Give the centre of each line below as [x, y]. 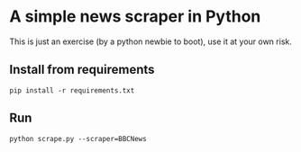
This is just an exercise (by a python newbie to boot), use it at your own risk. [151, 41]
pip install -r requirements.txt [72, 90]
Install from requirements [82, 70]
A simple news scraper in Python [135, 17]
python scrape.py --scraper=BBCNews [78, 139]
